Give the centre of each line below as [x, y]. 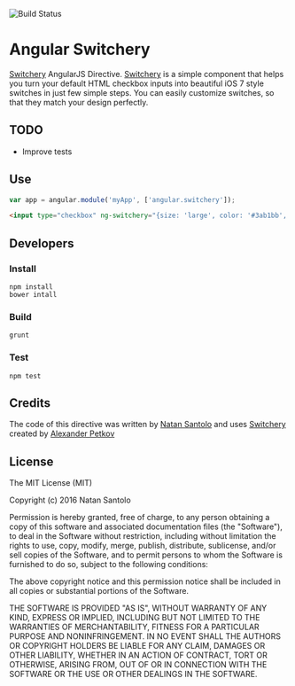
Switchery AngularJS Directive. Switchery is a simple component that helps [147, 74]
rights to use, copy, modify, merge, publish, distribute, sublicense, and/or [143, 546]
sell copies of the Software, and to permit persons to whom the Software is [146, 555]
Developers [42, 243]
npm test [25, 376]
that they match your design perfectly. [79, 102]
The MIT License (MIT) [51, 483]
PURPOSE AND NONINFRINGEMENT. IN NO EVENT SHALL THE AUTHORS [145, 636]
